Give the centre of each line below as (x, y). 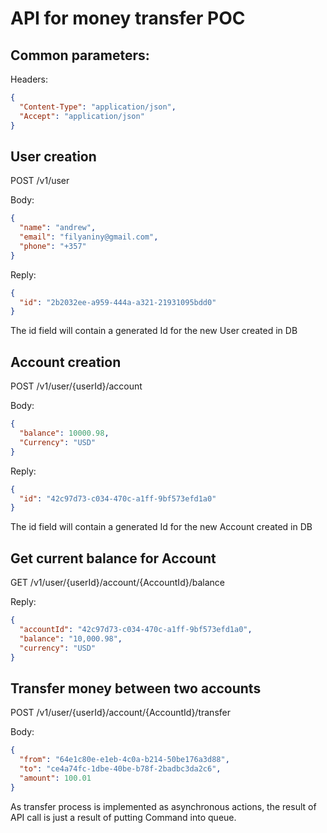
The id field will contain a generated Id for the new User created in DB (154, 331)
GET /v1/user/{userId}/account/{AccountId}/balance (117, 583)
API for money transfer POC (128, 18)
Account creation (66, 362)
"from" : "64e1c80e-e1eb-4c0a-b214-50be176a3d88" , (124, 760)
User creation (53, 156)
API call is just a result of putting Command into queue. (123, 817)
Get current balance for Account (113, 558)
